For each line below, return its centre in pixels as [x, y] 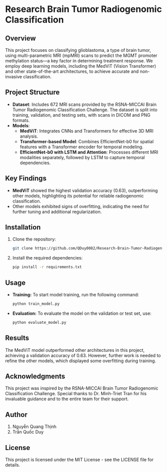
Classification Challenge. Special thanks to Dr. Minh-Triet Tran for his [76, 394]
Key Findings [26, 178]
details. [13, 465]
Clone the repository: [34, 239]
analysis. [29, 136]
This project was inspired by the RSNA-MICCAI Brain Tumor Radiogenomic [82, 388]
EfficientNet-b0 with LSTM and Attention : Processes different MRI [89, 152]
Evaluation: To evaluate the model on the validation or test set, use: [82, 313]
